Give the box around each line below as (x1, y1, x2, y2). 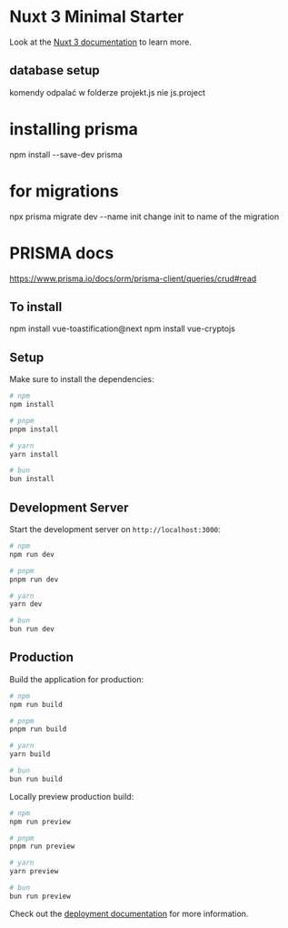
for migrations (9, 180, 119, 201)
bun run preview (9, 892, 71, 901)
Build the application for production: (9, 673, 144, 684)
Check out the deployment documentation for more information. (9, 908, 249, 919)
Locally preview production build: (9, 791, 134, 802)
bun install (9, 475, 55, 484)
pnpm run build (9, 725, 67, 734)
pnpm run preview (9, 842, 75, 852)
